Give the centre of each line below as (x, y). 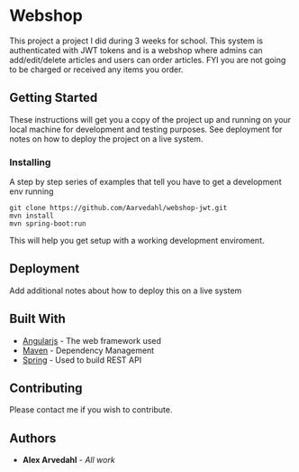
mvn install (32, 216)
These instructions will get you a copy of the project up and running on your (150, 119)
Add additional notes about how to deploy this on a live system (126, 291)
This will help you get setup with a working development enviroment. (137, 241)
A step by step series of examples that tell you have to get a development (145, 182)
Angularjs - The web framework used (92, 340)
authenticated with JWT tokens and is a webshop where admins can (136, 50)
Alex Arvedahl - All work (68, 460)
